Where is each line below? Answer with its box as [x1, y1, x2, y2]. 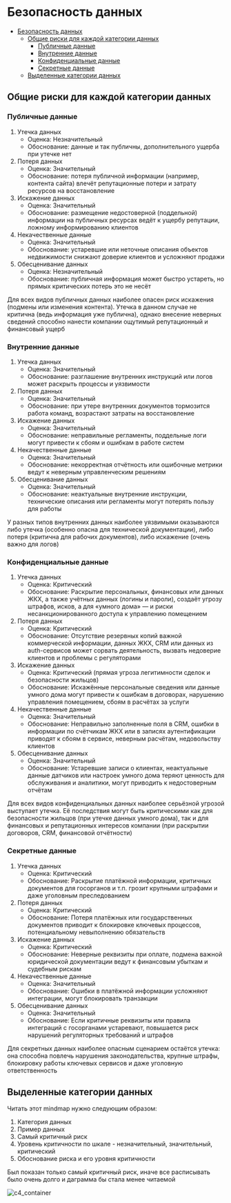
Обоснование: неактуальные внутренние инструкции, [27, 489, 188, 498]
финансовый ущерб [7, 324, 66, 333]
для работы [27, 504, 62, 512]
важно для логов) [7, 540, 59, 548]
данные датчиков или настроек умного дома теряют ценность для [27, 772, 225, 780]
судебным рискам [27, 964, 81, 973]
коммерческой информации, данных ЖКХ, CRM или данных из [27, 639, 214, 647]
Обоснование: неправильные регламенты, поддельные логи [27, 431, 207, 439]
